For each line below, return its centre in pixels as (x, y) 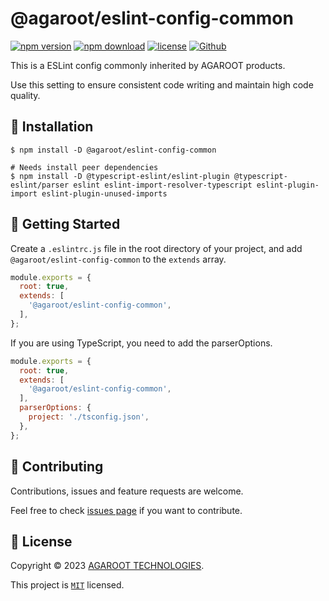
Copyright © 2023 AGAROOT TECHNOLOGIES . (107, 566)
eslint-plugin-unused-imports (104, 193)
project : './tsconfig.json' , (89, 417)
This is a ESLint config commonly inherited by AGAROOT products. (148, 65)
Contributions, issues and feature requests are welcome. (127, 491)
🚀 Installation (52, 127)
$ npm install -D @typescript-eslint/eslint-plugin (120, 176)
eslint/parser (40, 185)
